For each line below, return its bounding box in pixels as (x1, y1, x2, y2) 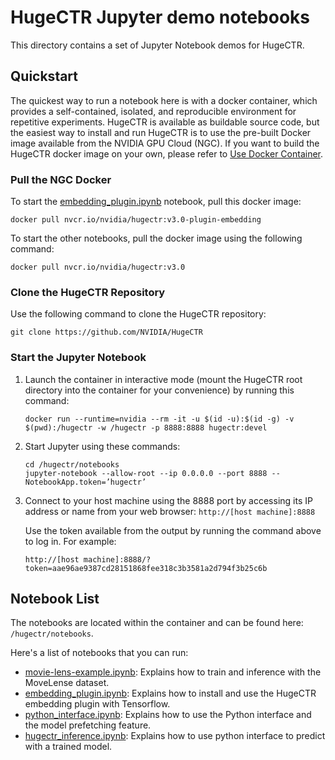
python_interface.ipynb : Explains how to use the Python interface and (24, 709, 312, 721)
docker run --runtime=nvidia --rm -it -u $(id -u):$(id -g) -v (24, 414, 295, 424)
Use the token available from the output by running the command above (24, 524, 322, 536)
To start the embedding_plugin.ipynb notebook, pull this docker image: (10, 196, 302, 208)
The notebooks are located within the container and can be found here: (10, 617, 304, 629)
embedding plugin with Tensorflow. (24, 698, 171, 710)
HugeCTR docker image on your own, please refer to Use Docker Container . (10, 147, 324, 160)
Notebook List (10, 591, 100, 608)
